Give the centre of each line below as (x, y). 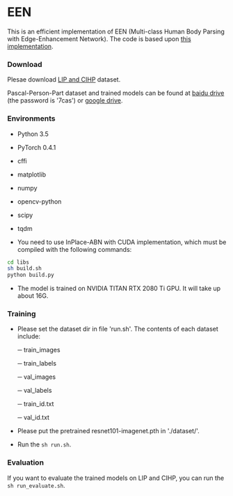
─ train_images (39, 350)
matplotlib (32, 174)
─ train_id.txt (35, 404)
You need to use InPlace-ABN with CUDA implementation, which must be (122, 242)
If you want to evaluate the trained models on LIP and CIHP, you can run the (116, 478)
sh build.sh (24, 269)
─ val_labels (34, 391)
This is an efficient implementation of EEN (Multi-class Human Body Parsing (116, 31)
